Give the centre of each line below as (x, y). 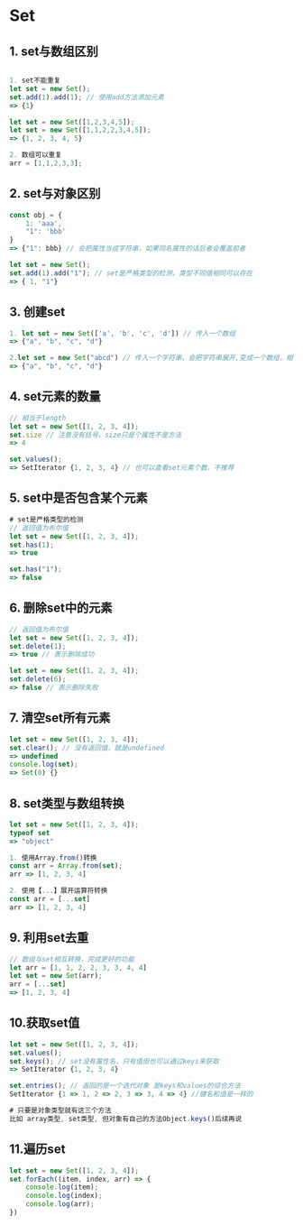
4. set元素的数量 (55, 396)
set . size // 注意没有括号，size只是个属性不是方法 (96, 435)
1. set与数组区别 (54, 51)
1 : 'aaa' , (44, 223)
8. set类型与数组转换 (67, 803)
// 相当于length (38, 418)
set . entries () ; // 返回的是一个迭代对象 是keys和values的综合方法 (125, 1086)
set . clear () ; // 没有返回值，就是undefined (87, 748)
